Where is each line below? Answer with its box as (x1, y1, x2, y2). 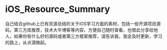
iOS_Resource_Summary (5, 3, 110, 15)
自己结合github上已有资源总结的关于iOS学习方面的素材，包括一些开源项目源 (5, 20, 161, 26)
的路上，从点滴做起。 (5, 39, 49, 45)
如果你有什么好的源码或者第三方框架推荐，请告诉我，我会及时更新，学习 (13, 33, 163, 39)
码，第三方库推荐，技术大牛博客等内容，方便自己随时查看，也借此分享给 (5, 26, 154, 33)
